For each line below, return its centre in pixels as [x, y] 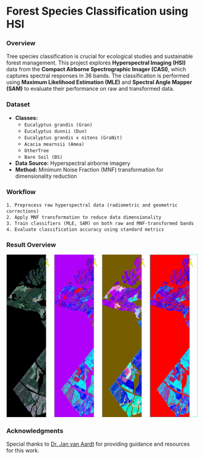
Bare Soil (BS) [43, 157]
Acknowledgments [35, 431]
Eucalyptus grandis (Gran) [58, 125]
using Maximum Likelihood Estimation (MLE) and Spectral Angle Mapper [99, 82]
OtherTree [37, 150]
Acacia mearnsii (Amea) [54, 144]
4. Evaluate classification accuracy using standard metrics [85, 229]
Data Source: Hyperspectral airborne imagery [73, 163]
